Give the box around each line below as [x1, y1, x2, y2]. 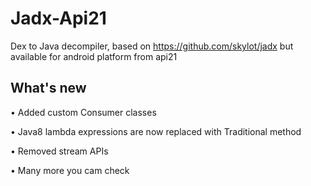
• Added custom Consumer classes [10, 106, 157, 118]
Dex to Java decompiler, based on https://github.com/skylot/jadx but [10, 40, 294, 52]
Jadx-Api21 [10, 7, 107, 30]
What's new [10, 80, 87, 97]
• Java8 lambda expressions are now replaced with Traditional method [10, 125, 302, 137]
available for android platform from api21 [10, 50, 178, 62]
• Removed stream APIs [10, 145, 109, 157]
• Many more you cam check [10, 164, 130, 176]
